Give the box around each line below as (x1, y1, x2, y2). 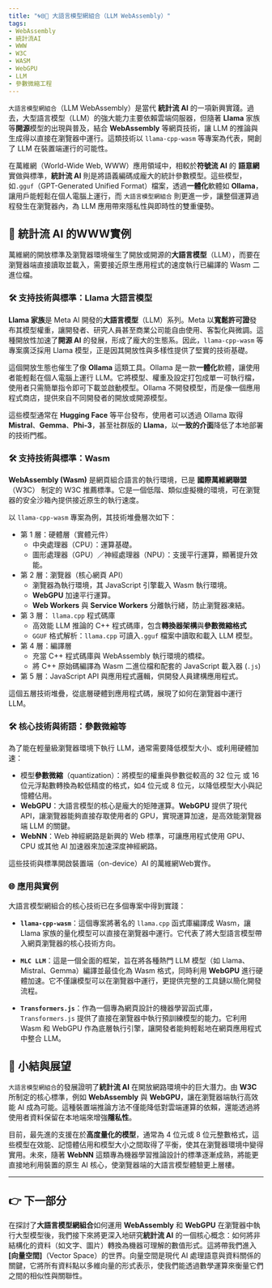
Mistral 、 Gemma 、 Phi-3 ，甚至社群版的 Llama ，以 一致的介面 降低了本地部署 (8, 420, 264, 430)
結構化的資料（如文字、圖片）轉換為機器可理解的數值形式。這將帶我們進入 (8, 1240, 257, 1251)
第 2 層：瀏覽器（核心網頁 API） (19, 570, 128, 580)
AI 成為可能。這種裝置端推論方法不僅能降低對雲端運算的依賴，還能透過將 (17, 1103, 261, 1112)
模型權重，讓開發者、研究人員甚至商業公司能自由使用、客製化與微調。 (22, 325, 257, 334)
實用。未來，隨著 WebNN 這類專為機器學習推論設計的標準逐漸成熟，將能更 (8, 1150, 259, 1160)
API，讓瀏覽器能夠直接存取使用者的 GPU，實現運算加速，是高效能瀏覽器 (19, 811, 261, 821)
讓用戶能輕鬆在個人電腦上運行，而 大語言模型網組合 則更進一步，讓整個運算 (8, 191, 253, 201)
